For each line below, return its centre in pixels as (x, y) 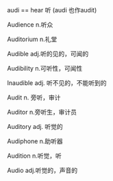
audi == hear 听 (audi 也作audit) (52, 10)
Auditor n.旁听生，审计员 (42, 112)
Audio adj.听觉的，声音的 (42, 170)
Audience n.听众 (30, 25)
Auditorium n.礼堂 (32, 39)
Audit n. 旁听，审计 (34, 97)
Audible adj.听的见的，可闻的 (48, 54)
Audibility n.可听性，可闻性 (45, 68)
